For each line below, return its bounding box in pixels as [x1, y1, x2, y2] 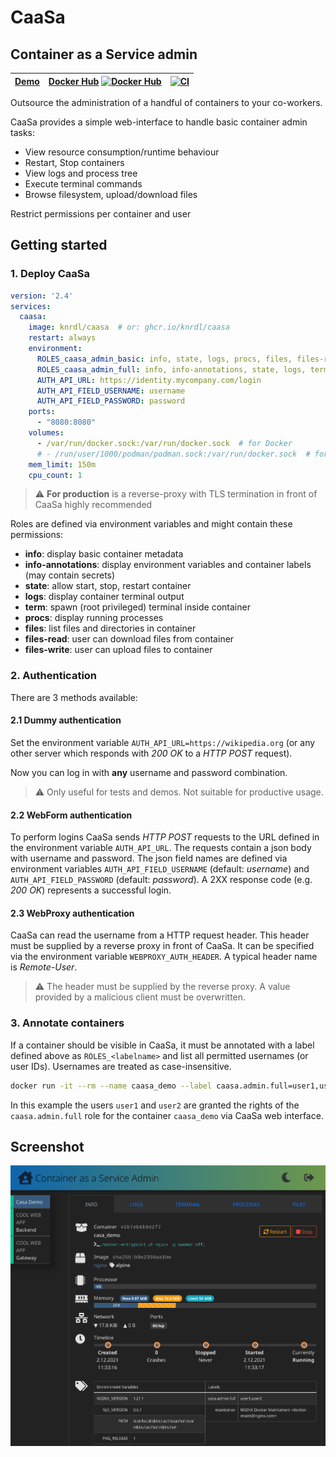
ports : [28, 407, 56, 417]
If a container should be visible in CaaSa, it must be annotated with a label [10, 1039, 315, 1051]
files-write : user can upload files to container [24, 644, 213, 656]
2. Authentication [10, 669, 98, 683]
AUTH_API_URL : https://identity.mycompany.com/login [36, 375, 262, 385]
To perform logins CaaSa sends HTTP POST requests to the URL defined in [10, 831, 320, 843]
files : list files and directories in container [24, 622, 197, 635]
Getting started [10, 237, 108, 254]
